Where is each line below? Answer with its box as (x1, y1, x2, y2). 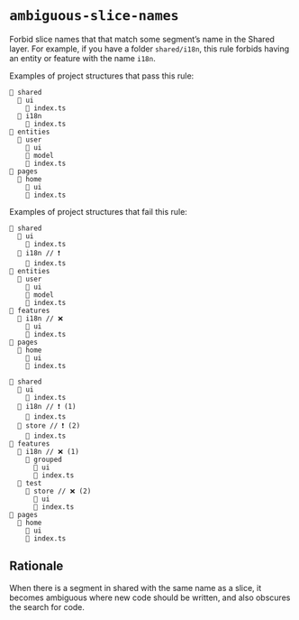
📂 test (17, 478, 42, 487)
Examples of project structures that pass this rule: (9, 70, 195, 81)
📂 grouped (25, 455, 63, 464)
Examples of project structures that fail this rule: (9, 206, 187, 217)
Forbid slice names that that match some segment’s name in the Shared (9, 33, 275, 44)
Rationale (9, 559, 64, 574)
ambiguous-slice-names (9, 7, 179, 24)
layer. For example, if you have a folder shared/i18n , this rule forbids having (9, 43, 290, 54)
